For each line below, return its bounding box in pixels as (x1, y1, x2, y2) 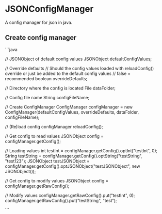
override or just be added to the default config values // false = (5, 71, 131, 76)
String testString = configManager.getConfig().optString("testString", (5, 153, 143, 159)
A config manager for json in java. (5, 19, 73, 25)
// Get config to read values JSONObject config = (5, 133, 104, 139)
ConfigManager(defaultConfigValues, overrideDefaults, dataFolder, (5, 109, 139, 115)
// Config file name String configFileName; (5, 94, 90, 100)
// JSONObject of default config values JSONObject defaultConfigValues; (5, 56, 152, 62)
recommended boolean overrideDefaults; (5, 75, 87, 81)
